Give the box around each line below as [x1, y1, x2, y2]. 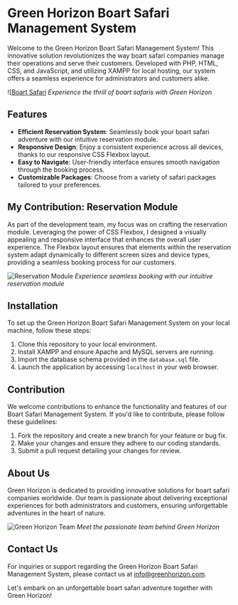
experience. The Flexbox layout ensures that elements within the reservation [7, 242, 232, 251]
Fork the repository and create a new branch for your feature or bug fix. [17, 431, 227, 440]
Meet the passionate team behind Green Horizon [77, 522, 220, 531]
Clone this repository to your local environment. [17, 340, 158, 348]
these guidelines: [7, 418, 58, 426]
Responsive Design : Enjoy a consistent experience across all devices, [17, 143, 224, 151]
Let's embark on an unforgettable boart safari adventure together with [7, 583, 213, 592]
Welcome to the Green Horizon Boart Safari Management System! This [7, 43, 215, 52]
